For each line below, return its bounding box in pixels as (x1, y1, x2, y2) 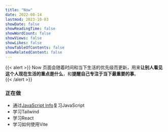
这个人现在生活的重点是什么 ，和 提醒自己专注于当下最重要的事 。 (5, 70, 139, 76)
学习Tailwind (12, 108, 40, 114)
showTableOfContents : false (5, 45, 65, 50)
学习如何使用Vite (12, 121, 48, 127)
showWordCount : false (5, 31, 51, 36)
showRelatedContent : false (5, 50, 62, 55)
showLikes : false (5, 40, 42, 46)
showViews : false (5, 36, 42, 41)
